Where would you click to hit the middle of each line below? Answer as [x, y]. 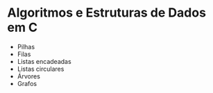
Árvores [28, 76]
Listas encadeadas [44, 61]
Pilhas [26, 46]
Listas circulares [41, 69]
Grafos [27, 83]
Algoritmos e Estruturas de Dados [107, 13]
